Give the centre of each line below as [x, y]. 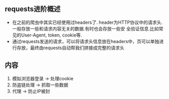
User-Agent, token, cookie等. [52, 35]
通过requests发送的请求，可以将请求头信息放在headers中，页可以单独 [86, 41]
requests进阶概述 [33, 9]
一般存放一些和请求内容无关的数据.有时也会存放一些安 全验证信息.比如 [85, 28]
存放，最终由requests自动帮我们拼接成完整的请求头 [71, 48]
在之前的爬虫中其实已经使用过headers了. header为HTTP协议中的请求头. [87, 22]
